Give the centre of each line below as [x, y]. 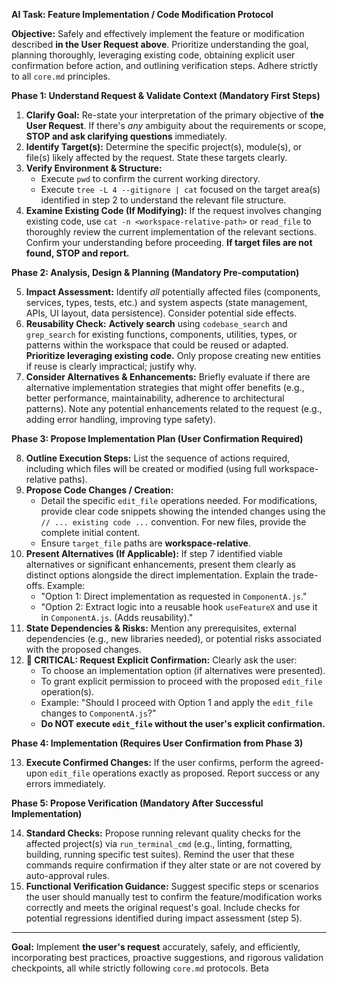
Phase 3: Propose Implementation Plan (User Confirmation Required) [157, 438]
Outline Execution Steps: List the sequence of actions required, [158, 458]
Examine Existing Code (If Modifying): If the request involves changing [173, 210]
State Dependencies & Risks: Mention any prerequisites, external [161, 628]
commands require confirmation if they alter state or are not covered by [173, 865]
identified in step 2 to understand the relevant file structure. [163, 200]
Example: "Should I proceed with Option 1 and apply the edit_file [177, 702]
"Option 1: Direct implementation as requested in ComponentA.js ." [174, 596]
